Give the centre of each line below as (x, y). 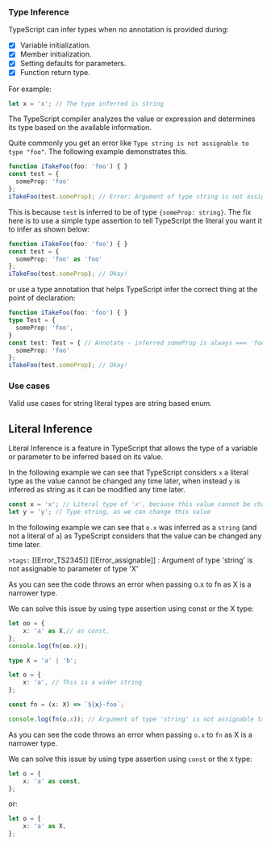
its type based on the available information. (80, 128)
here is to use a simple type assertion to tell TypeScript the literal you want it (135, 220)
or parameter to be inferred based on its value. (86, 457)
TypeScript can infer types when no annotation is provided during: (119, 30)
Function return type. (55, 73)
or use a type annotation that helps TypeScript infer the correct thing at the (133, 290)
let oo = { (27, 624)
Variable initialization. (55, 45)
